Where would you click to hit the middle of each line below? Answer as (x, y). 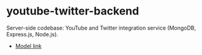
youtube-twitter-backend (73, 11)
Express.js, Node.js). (32, 34)
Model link (28, 46)
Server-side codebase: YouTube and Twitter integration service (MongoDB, (101, 28)
